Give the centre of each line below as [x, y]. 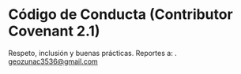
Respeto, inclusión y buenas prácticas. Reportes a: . [93, 53]
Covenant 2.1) [54, 31]
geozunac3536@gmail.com [53, 61]
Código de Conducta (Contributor [120, 15]
